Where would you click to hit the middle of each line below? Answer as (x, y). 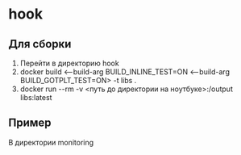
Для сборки (40, 44)
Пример (30, 123)
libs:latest (36, 97)
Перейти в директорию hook (69, 63)
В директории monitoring (51, 142)
